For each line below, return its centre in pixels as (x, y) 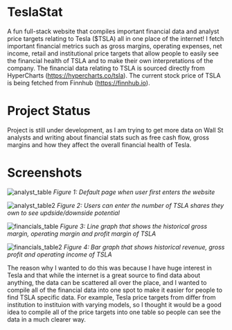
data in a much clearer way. (47, 319)
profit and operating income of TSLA (60, 254)
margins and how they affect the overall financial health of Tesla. (99, 145)
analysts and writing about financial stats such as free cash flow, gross (108, 137)
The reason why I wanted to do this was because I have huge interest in (110, 268)
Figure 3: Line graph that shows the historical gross (134, 226)
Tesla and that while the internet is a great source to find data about (104, 275)
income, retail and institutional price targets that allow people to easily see (113, 53)
